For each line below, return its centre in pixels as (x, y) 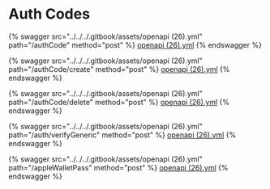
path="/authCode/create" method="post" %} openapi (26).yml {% (119, 69)
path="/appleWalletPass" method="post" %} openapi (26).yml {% (118, 167)
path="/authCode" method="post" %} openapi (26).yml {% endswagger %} (135, 44)
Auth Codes (49, 14)
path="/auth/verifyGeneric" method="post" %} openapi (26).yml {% (122, 135)
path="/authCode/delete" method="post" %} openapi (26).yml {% (119, 102)
